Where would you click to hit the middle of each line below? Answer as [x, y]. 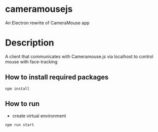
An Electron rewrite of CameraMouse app [47, 23]
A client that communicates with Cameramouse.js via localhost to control [79, 56]
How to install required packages [57, 77]
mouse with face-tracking [31, 62]
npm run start [20, 125]
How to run [22, 104]
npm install [17, 88]
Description [30, 43]
